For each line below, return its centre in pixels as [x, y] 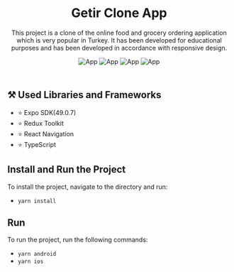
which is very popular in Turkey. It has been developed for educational [119, 40]
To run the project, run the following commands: [78, 240]
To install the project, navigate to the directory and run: [88, 187]
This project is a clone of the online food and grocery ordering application [119, 33]
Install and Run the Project [67, 169]
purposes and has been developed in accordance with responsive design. [119, 48]
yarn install [37, 201]
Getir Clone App [119, 13]
